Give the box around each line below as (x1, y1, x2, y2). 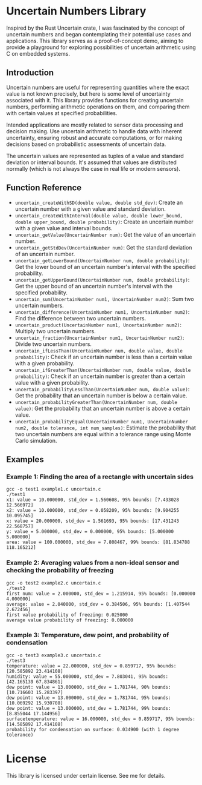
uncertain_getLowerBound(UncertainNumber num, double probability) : (14, 256, 190, 264)
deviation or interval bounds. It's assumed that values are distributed (6, 159, 177, 166)
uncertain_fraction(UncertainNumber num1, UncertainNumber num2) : (14, 334, 185, 341)
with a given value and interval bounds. (14, 224, 113, 231)
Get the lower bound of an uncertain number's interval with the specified (14, 263, 196, 270)
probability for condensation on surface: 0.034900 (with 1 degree (6, 726, 180, 732)
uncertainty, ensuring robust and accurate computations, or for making (6, 134, 183, 141)
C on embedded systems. (6, 50, 71, 57)
